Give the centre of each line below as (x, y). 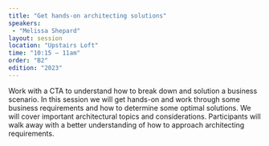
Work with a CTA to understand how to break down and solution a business (133, 91)
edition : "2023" (35, 68)
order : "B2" (28, 61)
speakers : (25, 23)
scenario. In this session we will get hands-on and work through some (124, 99)
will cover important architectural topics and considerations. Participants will (134, 116)
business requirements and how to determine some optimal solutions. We (130, 107)
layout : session (35, 38)
